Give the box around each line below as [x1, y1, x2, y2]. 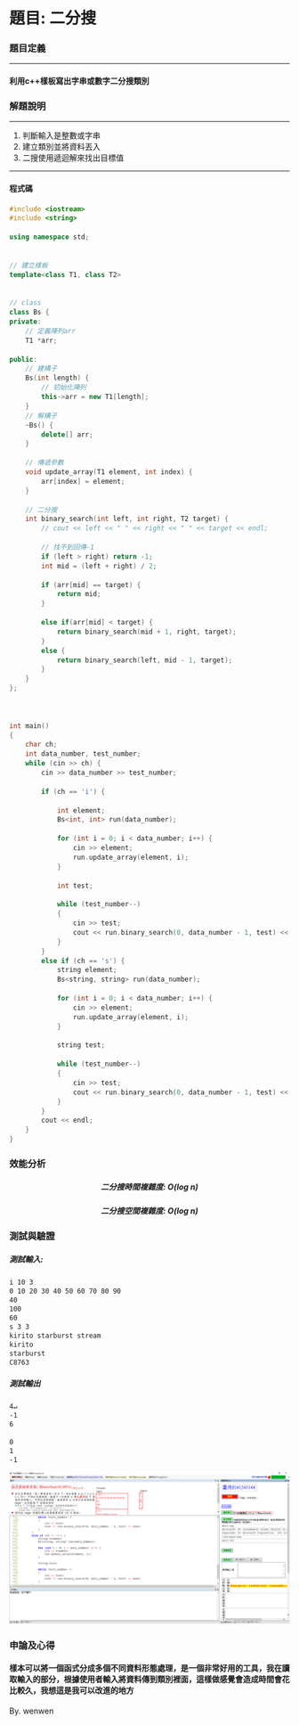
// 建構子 [25, 364, 58, 373]
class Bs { [9, 308, 50, 317]
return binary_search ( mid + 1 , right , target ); [56, 627, 238, 636]
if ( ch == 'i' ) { [41, 787, 105, 796]
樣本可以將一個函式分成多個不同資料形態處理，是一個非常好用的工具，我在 [9, 1663, 282, 1673]
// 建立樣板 [9, 260, 49, 270]
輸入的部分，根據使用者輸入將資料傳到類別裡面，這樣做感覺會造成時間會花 [16, 1674, 290, 1685]
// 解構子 [25, 411, 58, 420]
